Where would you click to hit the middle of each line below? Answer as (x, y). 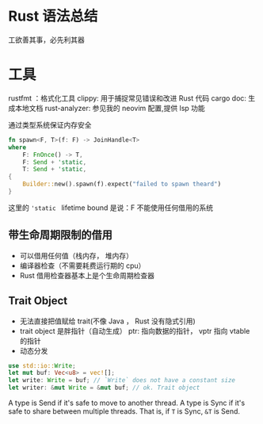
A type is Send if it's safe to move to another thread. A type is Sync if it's (127, 403)
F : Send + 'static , (55, 162)
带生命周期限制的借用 (60, 235)
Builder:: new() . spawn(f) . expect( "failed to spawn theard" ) (122, 184)
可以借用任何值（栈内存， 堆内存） (76, 255)
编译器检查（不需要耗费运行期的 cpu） (82, 265)
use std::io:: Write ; (42, 365)
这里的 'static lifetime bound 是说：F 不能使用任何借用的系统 (111, 208)
